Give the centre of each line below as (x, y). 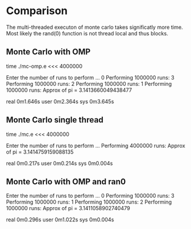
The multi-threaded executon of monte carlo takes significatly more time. (95, 27)
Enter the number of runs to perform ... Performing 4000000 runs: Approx (96, 145)
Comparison (37, 11)
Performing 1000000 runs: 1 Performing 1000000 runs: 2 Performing (89, 202)
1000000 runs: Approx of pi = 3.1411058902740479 (68, 208)
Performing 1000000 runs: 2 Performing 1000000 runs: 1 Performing (89, 84)
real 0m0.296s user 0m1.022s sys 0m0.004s (60, 220)
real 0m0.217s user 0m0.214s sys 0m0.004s (60, 163)
